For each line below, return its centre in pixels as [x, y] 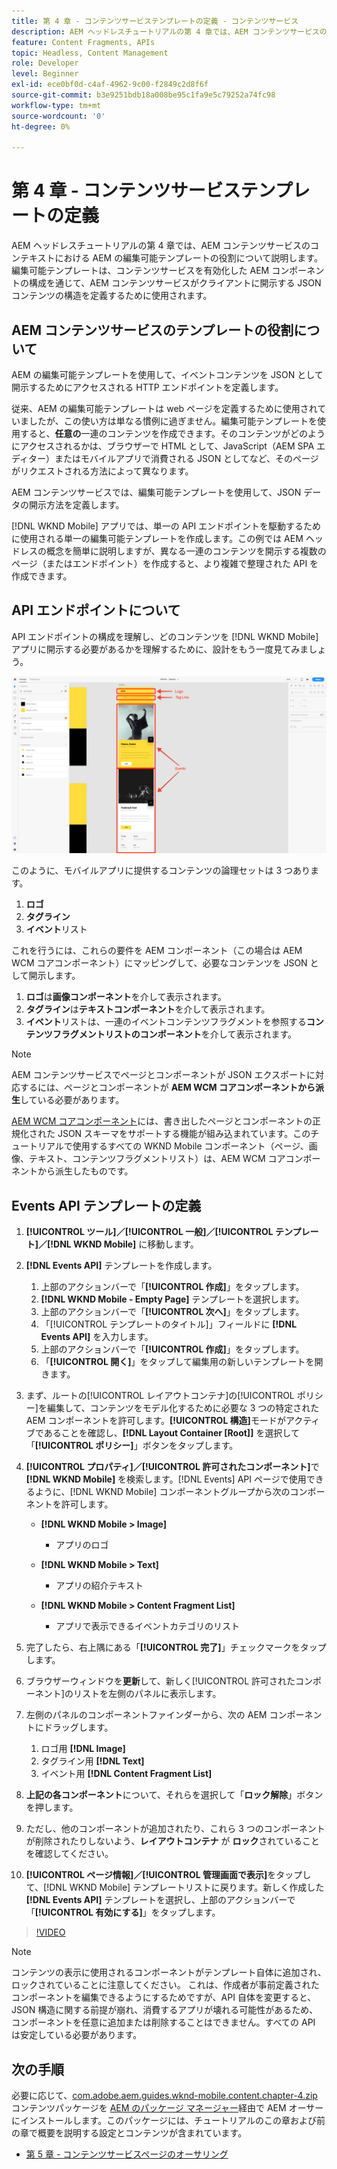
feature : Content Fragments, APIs [83, 42]
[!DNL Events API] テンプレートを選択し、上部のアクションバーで [160, 1900]
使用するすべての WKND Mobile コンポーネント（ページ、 [190, 1146]
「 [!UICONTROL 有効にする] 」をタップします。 [123, 1912]
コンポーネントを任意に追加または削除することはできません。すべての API [163, 2022]
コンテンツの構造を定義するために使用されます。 [112, 296]
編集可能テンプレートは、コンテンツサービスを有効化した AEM [140, 271]
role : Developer [45, 63]
